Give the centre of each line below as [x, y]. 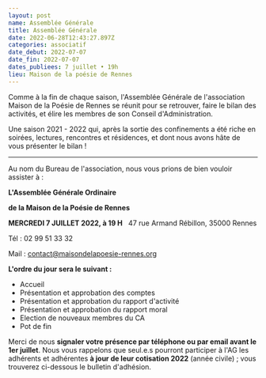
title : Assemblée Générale [53, 30]
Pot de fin [36, 326]
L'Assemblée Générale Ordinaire [63, 192]
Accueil [32, 284]
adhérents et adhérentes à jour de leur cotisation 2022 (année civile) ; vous [132, 358]
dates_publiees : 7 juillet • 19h [63, 67]
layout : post [30, 15]
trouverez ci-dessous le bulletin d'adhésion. [80, 367]
